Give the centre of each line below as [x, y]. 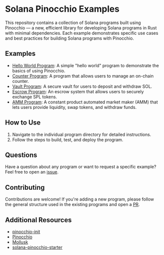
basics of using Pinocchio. [39, 71]
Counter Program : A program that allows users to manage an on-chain [83, 76]
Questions [21, 155]
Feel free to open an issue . [32, 172]
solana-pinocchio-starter [37, 247]
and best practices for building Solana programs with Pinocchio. [70, 38]
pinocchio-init [26, 232]
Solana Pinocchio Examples [62, 9]
